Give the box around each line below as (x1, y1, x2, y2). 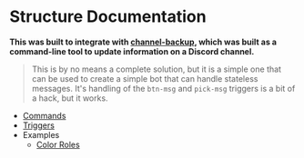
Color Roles (35, 139, 80, 150)
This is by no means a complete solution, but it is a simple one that (31, 64, 282, 74)
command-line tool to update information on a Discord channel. (9, 45, 255, 56)
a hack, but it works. (31, 93, 108, 104)
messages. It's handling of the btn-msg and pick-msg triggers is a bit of (31, 83, 296, 94)
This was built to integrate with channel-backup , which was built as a (9, 36, 278, 47)
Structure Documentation (9, 6, 207, 27)
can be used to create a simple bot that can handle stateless (31, 73, 258, 84)
